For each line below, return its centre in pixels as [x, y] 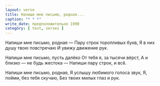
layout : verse [20, 10]
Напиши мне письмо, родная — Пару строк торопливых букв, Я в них [80, 42]
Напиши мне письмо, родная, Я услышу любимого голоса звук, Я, [76, 72]
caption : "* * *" [23, 19]
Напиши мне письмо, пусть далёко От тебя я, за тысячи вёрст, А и [76, 57]
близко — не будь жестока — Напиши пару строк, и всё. [66, 63]
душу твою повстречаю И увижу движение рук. [57, 48]
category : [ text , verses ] [35, 28]
